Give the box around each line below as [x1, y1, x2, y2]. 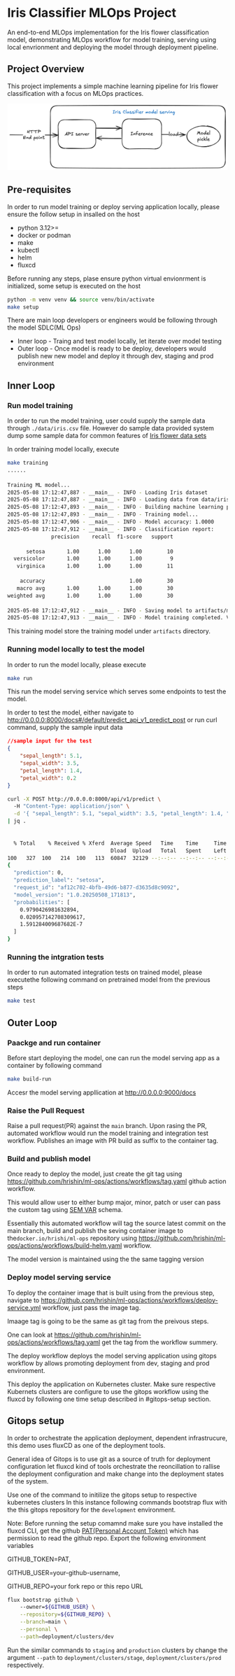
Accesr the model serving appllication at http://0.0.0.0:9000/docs [7, 1088, 197, 1097]
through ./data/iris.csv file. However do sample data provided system [7, 424, 215, 432]
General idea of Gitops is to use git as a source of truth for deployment [7, 1454, 211, 1463]
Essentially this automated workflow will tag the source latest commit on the [7, 1219, 226, 1227]
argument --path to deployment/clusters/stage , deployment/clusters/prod [7, 1653, 222, 1661]
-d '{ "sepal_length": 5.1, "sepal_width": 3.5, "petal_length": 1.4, [13, 810, 224, 817]
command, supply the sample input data [7, 723, 124, 732]
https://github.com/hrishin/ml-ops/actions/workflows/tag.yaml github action [7, 1177, 227, 1185]
